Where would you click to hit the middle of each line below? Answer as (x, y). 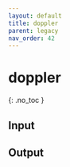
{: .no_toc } (26, 100)
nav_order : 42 (32, 38)
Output (26, 152)
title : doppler (33, 23)
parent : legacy (33, 31)
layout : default (35, 16)
